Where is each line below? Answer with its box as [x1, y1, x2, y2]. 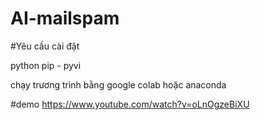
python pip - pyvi [10, 59, 82, 71]
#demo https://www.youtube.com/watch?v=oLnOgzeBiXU [10, 98, 250, 110]
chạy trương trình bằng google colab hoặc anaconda [10, 78, 227, 91]
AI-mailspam [10, 7, 120, 30]
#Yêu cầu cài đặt [10, 40, 80, 52]
